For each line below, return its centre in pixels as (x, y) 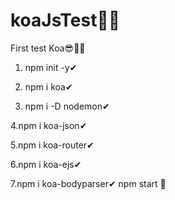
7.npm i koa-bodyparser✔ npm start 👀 (88, 183)
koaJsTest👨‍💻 (65, 20)
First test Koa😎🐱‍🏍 (48, 48)
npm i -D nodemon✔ (67, 106)
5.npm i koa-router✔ (52, 145)
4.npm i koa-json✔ (49, 125)
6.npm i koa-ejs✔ (46, 164)
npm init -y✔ (51, 67)
